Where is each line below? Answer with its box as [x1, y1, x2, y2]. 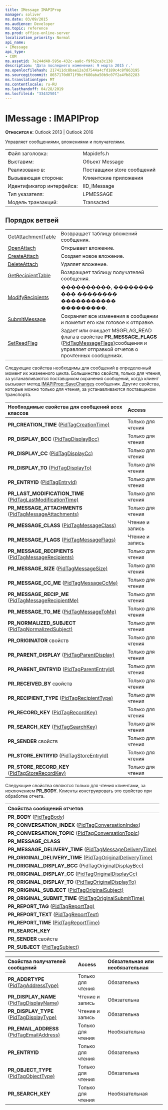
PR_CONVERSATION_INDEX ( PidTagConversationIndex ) [7, 822, 141, 829]
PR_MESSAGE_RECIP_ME [7, 591, 69, 598]
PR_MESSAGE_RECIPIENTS [7, 547, 73, 554]
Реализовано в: [7, 166, 45, 173]
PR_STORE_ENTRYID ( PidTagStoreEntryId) [7, 752, 109, 759]
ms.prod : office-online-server [5, 31, 70, 36]
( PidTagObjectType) [7, 1073, 55, 1080]
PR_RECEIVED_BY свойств [7, 680, 72, 687]
